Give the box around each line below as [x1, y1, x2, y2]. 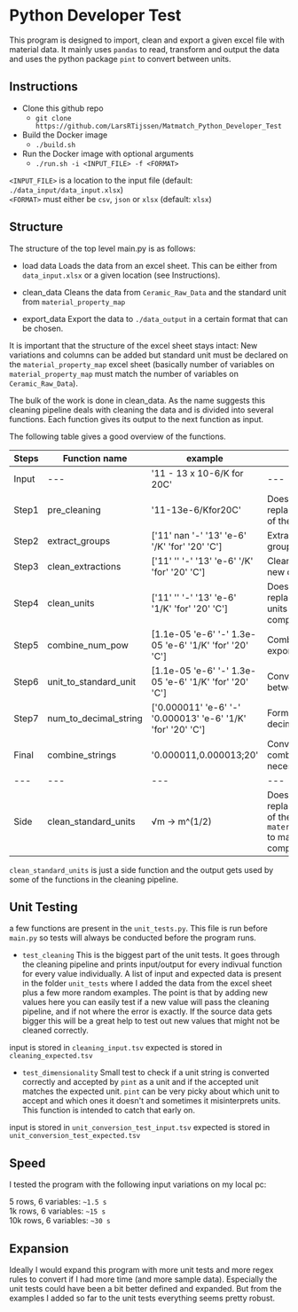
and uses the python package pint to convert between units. [9, 53, 232, 64]
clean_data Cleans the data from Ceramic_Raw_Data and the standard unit [21, 287, 286, 297]
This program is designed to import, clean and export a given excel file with [9, 35, 286, 45]
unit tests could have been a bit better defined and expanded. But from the [9, 1284, 282, 1293]
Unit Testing [9, 900, 78, 915]
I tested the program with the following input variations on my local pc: [9, 1179, 267, 1190]
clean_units [47, 596, 95, 609]
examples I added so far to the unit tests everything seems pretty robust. [9, 1292, 276, 1303]
